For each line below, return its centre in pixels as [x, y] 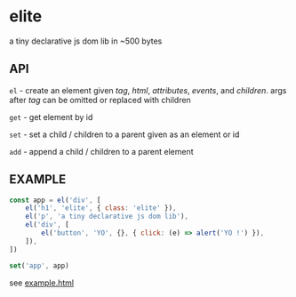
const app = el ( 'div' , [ [55, 200]
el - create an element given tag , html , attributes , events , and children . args [148, 90]
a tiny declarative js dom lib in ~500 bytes [86, 41]
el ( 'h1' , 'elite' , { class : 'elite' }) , [101, 208]
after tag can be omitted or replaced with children [100, 100]
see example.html [41, 283]
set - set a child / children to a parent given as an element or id [124, 134]
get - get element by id [51, 116]
